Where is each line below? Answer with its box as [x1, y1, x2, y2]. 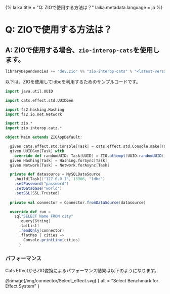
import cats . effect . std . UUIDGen [5, 98, 73, 103]
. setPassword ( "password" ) [14, 181, 69, 186]
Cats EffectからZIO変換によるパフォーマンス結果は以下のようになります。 [5, 267, 159, 273]
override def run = [10, 209, 51, 214]
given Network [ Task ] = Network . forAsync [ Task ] [10, 162, 110, 168]
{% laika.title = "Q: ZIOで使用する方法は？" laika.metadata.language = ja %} [5, 5, 163, 10]
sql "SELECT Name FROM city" [14, 214, 73, 219]
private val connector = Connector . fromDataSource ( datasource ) [10, 200, 146, 205]
